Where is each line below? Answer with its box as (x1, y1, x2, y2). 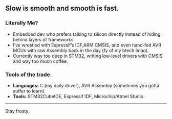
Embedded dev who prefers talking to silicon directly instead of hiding (12, 31, 161, 37)
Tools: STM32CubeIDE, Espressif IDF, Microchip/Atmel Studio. (12, 93, 145, 99)
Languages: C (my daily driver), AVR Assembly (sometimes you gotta (12, 82, 160, 88)
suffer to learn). (12, 88, 46, 94)
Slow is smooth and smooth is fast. (5, 4, 119, 13)
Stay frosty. (5, 108, 30, 114)
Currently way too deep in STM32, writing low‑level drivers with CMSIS (12, 53, 163, 59)
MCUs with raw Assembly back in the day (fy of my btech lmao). (12, 47, 149, 53)
